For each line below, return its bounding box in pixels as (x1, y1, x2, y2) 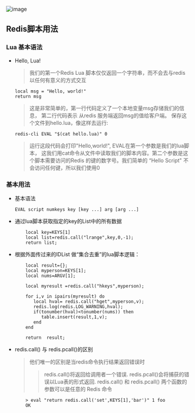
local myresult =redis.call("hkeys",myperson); (25, 283, 144, 289)
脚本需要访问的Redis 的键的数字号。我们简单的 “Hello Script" (34, 157, 183, 164)
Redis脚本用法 (6, 24, 58, 34)
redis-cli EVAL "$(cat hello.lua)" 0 (14, 131, 108, 137)
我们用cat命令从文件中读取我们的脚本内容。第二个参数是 (46, 149, 184, 156)
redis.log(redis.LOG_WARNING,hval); (33, 303, 124, 309)
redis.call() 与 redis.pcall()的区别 (14, 345, 93, 353)
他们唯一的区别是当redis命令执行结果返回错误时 (29, 358, 146, 365)
